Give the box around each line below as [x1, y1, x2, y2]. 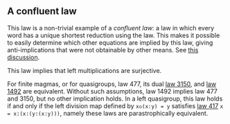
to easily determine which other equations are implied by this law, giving [7, 38, 213, 47]
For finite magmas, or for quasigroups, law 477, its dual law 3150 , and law [7, 79, 217, 88]
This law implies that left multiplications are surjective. [7, 66, 162, 74]
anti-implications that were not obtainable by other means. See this [7, 45, 199, 54]
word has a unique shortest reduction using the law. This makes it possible [7, 31, 220, 39]
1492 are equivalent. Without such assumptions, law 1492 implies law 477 [7, 87, 218, 95]
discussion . [7, 53, 40, 61]
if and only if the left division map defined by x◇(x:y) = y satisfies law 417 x [7, 101, 224, 110]
